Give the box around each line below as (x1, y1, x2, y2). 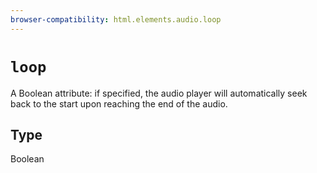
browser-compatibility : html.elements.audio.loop (10, 14, 222, 25)
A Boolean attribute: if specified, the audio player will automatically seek (10, 87, 308, 99)
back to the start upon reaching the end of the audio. (10, 97, 228, 110)
